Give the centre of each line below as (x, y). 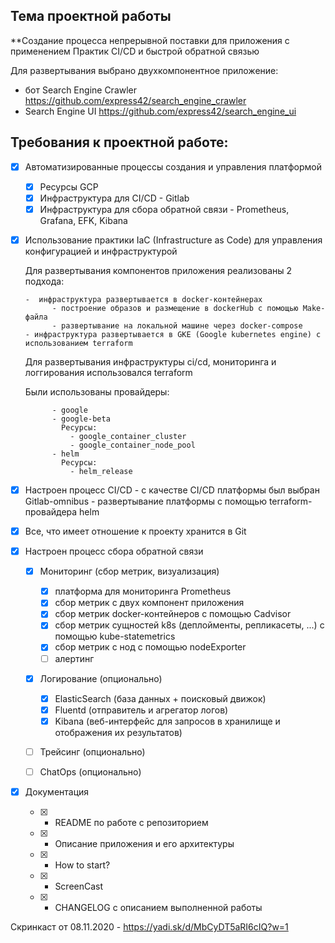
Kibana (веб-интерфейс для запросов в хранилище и (167, 721)
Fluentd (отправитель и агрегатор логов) (141, 710)
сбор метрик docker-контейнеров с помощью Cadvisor (173, 614)
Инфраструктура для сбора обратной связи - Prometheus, (164, 209)
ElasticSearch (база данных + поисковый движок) (160, 698)
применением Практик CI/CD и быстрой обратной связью (135, 51)
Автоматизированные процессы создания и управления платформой (173, 166)
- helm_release (101, 471)
